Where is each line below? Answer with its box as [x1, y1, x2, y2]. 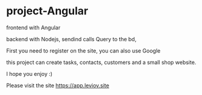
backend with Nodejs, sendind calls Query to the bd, [6, 35, 137, 42]
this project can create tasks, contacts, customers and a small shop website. [6, 59, 197, 66]
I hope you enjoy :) [6, 70, 53, 77]
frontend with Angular [6, 24, 61, 31]
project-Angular [6, 4, 89, 18]
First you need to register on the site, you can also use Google [6, 47, 161, 54]
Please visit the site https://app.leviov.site [6, 82, 110, 89]
